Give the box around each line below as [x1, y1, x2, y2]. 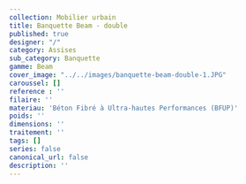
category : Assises [9, 46, 77, 55]
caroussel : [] [9, 79, 62, 88]
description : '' [9, 161, 69, 170]
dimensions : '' [9, 120, 65, 129]
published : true [9, 29, 69, 38]
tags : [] [9, 136, 41, 145]
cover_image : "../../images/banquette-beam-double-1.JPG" [9, 71, 227, 80]
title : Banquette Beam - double [9, 21, 128, 30]
